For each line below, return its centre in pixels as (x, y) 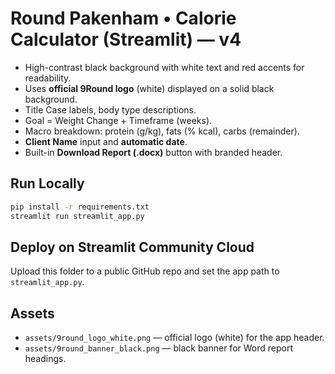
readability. (48, 78)
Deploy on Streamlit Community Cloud (132, 247)
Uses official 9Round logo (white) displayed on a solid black (149, 88)
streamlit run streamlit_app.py (77, 216)
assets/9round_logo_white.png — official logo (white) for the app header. (174, 338)
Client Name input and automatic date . (106, 141)
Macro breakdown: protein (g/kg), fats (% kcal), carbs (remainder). (162, 131)
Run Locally (47, 183)
